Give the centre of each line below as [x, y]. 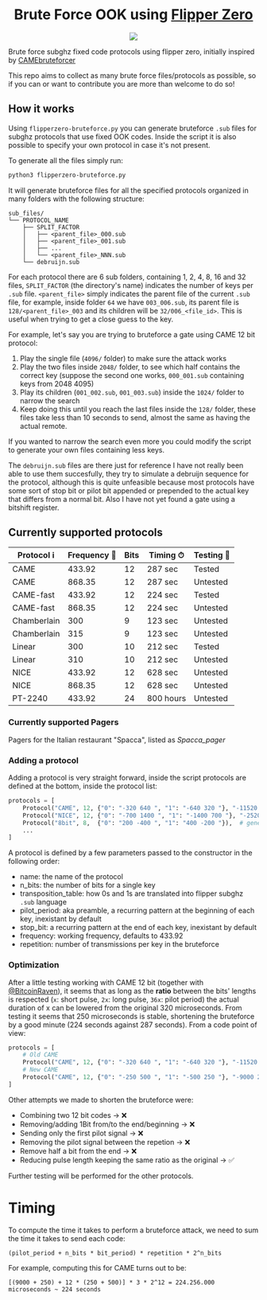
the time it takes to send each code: [67, 1238]
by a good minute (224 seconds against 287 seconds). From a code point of [133, 1025]
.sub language [43, 902]
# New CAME [41, 1070]
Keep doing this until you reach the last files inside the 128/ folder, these [138, 409]
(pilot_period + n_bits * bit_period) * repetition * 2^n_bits [115, 1253]
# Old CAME [41, 1055]
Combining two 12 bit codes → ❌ [73, 1115]
